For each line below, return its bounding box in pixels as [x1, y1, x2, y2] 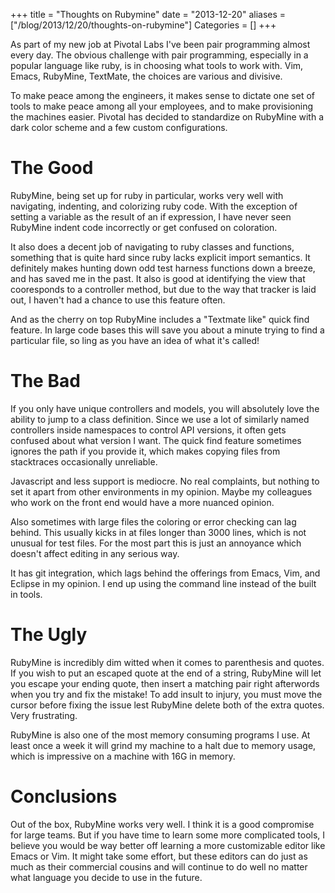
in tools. [10, 588, 43, 600]
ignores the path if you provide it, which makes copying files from [10, 445, 281, 457]
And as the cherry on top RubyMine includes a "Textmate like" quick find [10, 313, 310, 325]
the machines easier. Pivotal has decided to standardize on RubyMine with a [10, 111, 325, 123]
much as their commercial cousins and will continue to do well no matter [10, 860, 308, 873]
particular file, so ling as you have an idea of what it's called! [10, 334, 260, 346]
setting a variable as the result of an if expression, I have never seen [10, 210, 292, 223]
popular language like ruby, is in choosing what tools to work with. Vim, [10, 60, 304, 71]
